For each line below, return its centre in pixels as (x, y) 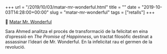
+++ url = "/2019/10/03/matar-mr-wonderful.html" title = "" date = (73, 7)
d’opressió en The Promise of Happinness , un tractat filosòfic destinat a (79, 37)
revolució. (15, 47)
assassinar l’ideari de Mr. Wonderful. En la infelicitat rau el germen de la (79, 42)
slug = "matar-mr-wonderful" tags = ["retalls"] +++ (102, 12)
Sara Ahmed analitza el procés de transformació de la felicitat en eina (77, 31)
